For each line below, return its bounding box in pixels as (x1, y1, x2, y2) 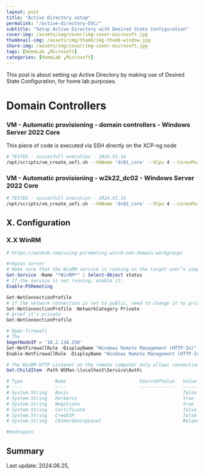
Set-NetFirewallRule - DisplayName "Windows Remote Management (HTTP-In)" (6, 345, 197, 351)
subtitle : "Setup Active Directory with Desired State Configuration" (6, 26, 189, 32)
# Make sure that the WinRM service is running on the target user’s (6, 266, 186, 273)
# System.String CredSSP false (6, 412, 197, 418)
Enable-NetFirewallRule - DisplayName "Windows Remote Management (6, 351, 175, 357)
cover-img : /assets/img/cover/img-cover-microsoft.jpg (6, 32, 148, 38)
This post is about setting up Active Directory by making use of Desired (6, 71, 185, 78)
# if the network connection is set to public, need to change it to (6, 300, 186, 306)
